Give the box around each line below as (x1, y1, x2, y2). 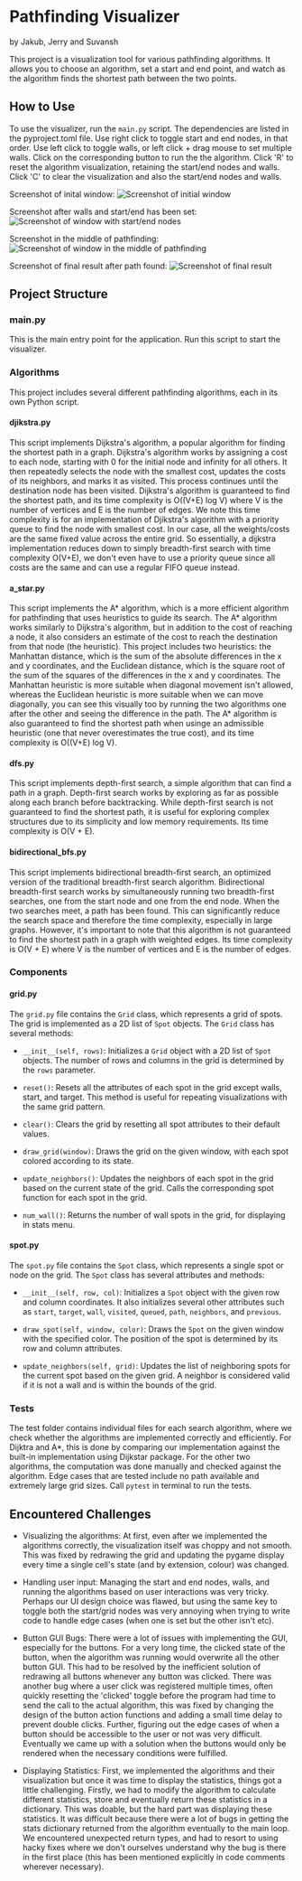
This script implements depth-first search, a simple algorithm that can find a (9, 778, 292, 789)
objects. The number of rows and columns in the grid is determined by (22, 1054, 285, 1065)
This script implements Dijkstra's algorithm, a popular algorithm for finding (9, 436, 286, 448)
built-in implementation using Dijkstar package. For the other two (9, 1452, 251, 1463)
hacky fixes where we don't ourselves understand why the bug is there (22, 1841, 287, 1853)
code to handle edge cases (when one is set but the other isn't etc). (22, 1614, 275, 1625)
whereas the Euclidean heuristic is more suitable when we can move (9, 689, 264, 700)
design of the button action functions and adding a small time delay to (22, 1709, 282, 1720)
